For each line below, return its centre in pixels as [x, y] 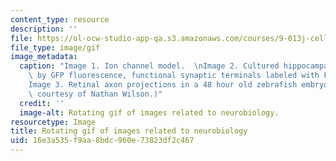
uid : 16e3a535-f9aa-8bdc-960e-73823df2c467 [102, 141]
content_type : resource [60, 19]
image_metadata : [44, 57]
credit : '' [42, 103]
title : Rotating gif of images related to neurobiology [129, 131]
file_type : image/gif [55, 47]
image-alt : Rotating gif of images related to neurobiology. [149, 112]
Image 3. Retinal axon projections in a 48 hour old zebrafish [163, 85]
